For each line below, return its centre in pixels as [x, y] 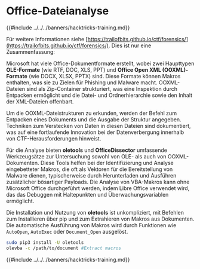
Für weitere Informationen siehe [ [47, 39]
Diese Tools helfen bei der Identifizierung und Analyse [107, 163]
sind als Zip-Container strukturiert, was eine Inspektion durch [102, 88]
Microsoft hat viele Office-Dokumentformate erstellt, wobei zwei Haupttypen [100, 63]
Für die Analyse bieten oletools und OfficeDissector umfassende [87, 150]
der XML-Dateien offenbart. [40, 101]
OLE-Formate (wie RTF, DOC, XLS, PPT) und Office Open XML [84, 69]
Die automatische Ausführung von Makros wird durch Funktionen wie [91, 225]
